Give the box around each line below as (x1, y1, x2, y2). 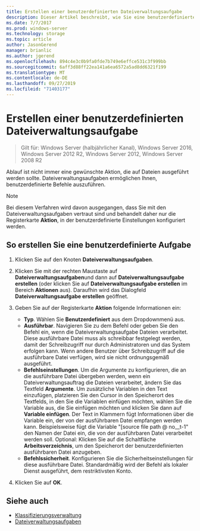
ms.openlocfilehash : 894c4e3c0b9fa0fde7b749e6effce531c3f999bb (6, 58, 167, 64)
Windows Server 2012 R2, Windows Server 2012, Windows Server (20, 150, 183, 158)
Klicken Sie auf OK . (14, 479, 62, 486)
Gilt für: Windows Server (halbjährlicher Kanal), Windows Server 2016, (20, 144, 193, 151)
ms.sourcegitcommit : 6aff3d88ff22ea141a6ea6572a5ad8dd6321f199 (6, 64, 167, 70)
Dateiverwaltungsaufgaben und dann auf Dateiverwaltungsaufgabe (14, 274, 185, 281)
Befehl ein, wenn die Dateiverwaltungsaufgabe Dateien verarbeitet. (23, 328, 189, 335)
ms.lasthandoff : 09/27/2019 (6, 81, 76, 87)
